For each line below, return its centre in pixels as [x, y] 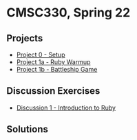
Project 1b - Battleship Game [57, 69]
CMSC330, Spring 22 [68, 13]
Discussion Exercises [53, 91]
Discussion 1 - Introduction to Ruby [66, 108]
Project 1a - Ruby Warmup [53, 62]
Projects [25, 38]
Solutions [28, 129]
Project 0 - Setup [41, 54]
